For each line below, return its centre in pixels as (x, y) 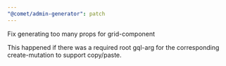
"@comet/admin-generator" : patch (56, 14)
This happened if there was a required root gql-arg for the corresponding (113, 47)
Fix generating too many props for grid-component (81, 34)
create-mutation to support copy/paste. (64, 55)
